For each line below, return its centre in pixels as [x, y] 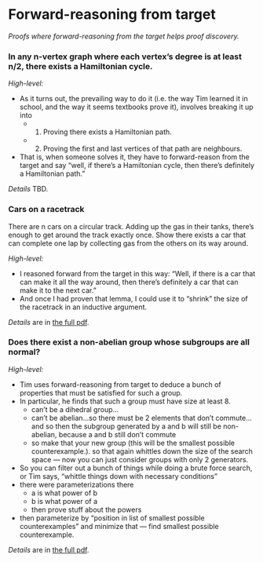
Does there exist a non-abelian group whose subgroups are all [129, 342]
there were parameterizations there [77, 484]
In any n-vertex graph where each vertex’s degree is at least [125, 57]
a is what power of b [64, 493]
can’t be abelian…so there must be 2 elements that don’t [122, 418]
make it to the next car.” [58, 290]
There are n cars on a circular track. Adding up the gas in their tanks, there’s [131, 226]
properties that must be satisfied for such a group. [101, 392]
